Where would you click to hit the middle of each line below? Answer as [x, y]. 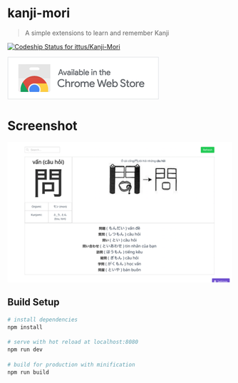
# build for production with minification [71, 364]
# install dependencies [43, 320]
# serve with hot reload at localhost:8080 [73, 342]
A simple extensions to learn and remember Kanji [97, 33]
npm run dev [25, 350]
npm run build [29, 372]
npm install [25, 327]
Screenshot [42, 126]
